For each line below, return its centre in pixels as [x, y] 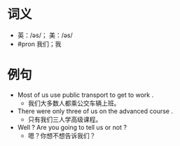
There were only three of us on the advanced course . [95, 111]
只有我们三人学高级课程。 [65, 119]
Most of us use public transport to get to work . [85, 95]
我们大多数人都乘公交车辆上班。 [74, 103]
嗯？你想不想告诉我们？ [62, 135]
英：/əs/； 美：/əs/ [45, 35]
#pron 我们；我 [39, 44]
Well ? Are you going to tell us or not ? [72, 127]
